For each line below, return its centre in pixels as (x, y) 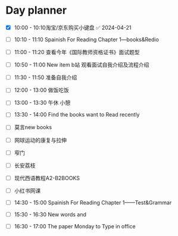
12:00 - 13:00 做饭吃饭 (42, 90)
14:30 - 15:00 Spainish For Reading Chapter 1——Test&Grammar (93, 202)
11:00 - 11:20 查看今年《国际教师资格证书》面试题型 (77, 52)
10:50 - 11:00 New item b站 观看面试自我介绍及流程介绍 (82, 65)
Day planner (36, 10)
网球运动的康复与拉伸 (40, 140)
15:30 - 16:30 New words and (50, 214)
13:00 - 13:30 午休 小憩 (42, 103)
